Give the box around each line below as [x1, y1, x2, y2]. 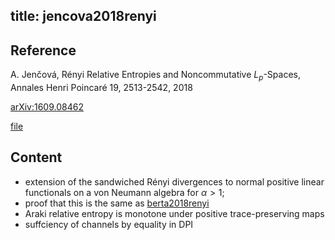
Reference [10, 42, 77, 59]
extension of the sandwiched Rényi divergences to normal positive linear [24, 175, 325, 188]
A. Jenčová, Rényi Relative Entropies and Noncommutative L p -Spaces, [10, 69, 301, 83]
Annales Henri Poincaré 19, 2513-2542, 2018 [10, 82, 193, 93]
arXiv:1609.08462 [10, 101, 84, 113]
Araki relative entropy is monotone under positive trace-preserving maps [24, 207, 325, 219]
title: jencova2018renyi [10, 8, 157, 25]
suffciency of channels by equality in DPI [24, 218, 194, 230]
